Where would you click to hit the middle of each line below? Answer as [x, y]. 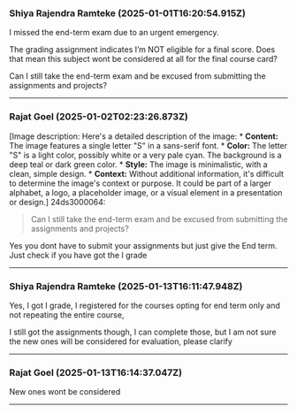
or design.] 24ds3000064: [57, 202]
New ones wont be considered [65, 392]
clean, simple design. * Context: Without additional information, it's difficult [147, 173]
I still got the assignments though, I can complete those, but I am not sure [143, 332]
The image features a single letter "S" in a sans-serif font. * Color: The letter [148, 145]
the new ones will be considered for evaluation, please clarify [121, 341]
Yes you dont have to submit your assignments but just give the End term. [143, 245]
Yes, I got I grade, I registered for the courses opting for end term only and [145, 305]
